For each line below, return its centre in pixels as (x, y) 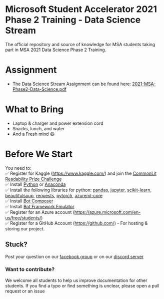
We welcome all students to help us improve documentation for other (76, 280)
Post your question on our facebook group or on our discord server (74, 256)
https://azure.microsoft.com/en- (107, 212)
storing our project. (25, 228)
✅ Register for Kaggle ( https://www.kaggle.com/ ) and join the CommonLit (81, 173)
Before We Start (39, 154)
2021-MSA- (144, 84)
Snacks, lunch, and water (38, 128)
